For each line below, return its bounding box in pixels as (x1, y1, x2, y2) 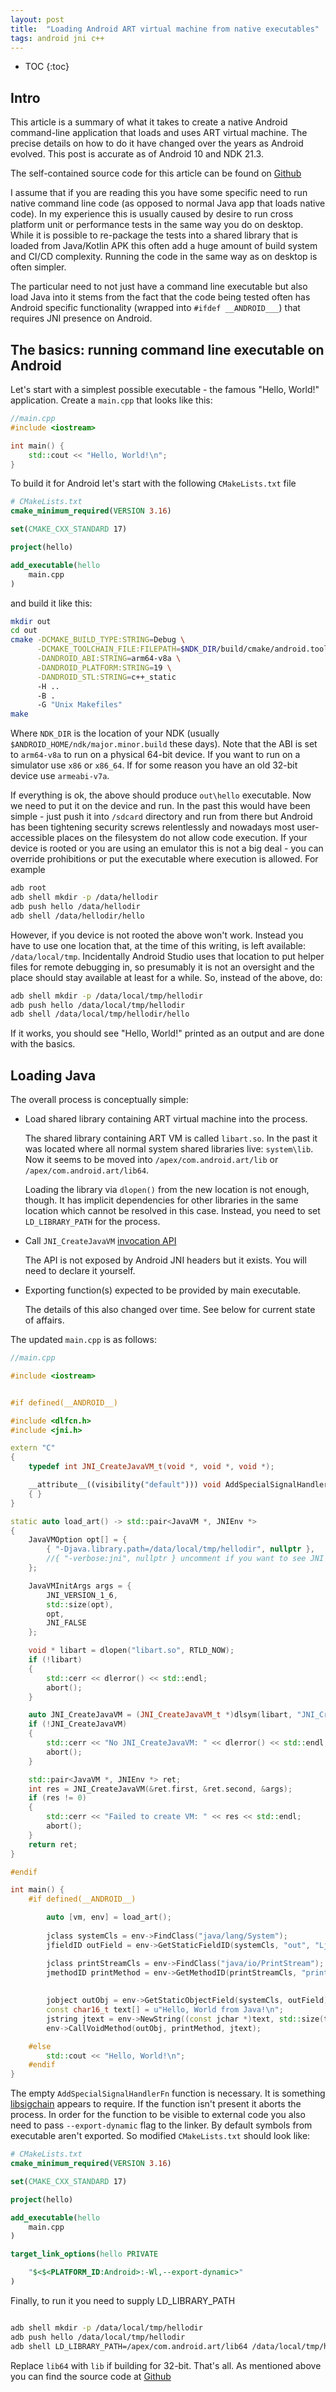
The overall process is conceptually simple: (10, 1094, 189, 1106)
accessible (10, 832, 55, 844)
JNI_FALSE (46, 1618, 87, 1628)
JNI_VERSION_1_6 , (46, 1590, 118, 1600)
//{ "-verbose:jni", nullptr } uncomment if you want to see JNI (46, 1554, 325, 1564)
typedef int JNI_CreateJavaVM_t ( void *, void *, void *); (28, 1462, 275, 1472)
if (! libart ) (28, 1655, 83, 1665)
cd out (10, 626, 38, 636)
